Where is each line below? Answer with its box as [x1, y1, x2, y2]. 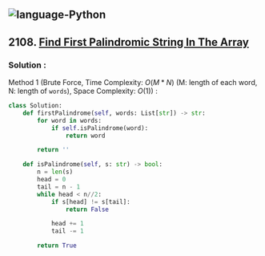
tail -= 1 [50, 227, 84, 235]
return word [65, 132, 106, 140]
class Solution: [8, 102, 62, 110]
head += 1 [50, 220, 84, 228]
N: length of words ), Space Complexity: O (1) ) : [8, 86, 158, 96]
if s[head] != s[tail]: [50, 197, 130, 205]
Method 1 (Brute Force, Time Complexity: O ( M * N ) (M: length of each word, [8, 78, 258, 87]
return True [37, 242, 78, 250]
